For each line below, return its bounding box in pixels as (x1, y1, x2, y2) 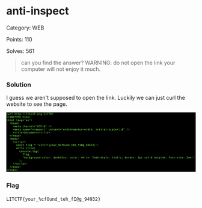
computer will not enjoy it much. (20, 65, 101, 73)
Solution (6, 80, 32, 88)
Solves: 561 (6, 47, 35, 55)
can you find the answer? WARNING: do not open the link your (20, 59, 176, 66)
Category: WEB (6, 24, 44, 31)
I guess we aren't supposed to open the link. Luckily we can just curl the (6, 94, 185, 102)
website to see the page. (6, 100, 67, 108)
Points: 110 (6, 35, 32, 43)
